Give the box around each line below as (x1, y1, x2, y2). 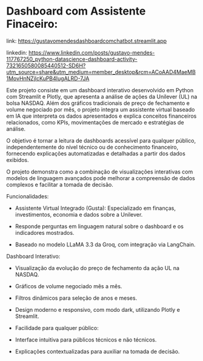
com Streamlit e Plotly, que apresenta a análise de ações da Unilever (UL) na (6, 93, 198, 100)
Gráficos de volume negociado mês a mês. (15, 282, 122, 289)
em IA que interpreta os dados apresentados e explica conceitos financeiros (6, 112, 197, 120)
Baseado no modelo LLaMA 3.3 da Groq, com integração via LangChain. (15, 241, 196, 248)
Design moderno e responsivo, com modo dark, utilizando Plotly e (15, 306, 181, 313)
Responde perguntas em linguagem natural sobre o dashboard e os (15, 223, 184, 230)
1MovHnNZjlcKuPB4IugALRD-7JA (6, 75, 90, 82)
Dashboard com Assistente (6, 4, 146, 18)
